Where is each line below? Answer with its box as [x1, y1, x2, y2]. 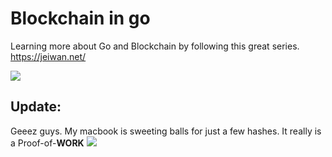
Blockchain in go [10, 7, 151, 30]
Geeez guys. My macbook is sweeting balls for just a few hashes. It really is [10, 125, 322, 137]
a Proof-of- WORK [10, 137, 85, 149]
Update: [10, 98, 62, 116]
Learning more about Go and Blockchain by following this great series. [10, 40, 300, 52]
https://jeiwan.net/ [10, 50, 87, 62]
